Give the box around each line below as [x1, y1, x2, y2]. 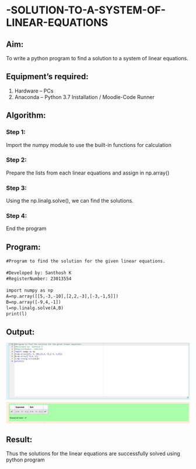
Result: [6, 434, 33, 444]
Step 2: [6, 156, 27, 164]
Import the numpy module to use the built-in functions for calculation [6, 141, 172, 148]
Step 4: [6, 212, 27, 220]
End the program [6, 225, 47, 232]
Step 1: [6, 128, 26, 136]
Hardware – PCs [14, 87, 54, 94]
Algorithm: [6, 111, 46, 121]
